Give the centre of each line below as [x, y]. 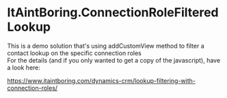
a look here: [24, 67]
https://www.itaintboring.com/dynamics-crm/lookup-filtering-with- [102, 80]
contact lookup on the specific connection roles [74, 53]
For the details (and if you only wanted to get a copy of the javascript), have [114, 60]
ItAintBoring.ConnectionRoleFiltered [113, 13]
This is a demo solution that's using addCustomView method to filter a [106, 46]
